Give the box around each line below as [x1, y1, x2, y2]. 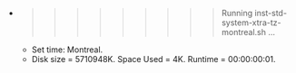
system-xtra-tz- [221, 17, 281, 28]
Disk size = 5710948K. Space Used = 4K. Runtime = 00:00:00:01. [31, 54, 276, 64]
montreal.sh [221, 27, 266, 37]
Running [221, 8, 253, 18]
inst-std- [253, 8, 288, 18]
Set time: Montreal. [31, 44, 104, 55]
